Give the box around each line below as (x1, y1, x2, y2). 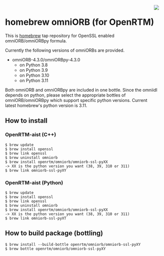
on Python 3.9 (19, 67, 48, 73)
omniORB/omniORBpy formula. (5, 38, 67, 43)
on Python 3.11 (19, 78, 49, 83)
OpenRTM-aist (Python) (5, 179, 63, 186)
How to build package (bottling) (5, 229, 103, 237)
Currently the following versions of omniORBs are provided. (5, 47, 125, 53)
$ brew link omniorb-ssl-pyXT (5, 216, 67, 221)
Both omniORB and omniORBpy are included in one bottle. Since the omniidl (5, 87, 158, 93)
